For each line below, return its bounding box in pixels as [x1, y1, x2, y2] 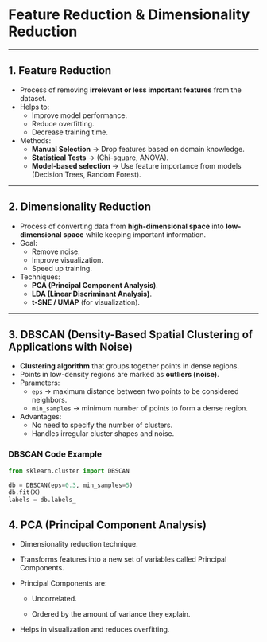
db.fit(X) [8, 488, 41, 496]
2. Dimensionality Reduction [8, 200, 151, 214]
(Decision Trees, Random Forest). [31, 169, 141, 179]
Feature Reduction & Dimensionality [8, 6, 250, 24]
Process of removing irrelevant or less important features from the [19, 85, 242, 95]
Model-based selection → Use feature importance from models [31, 161, 242, 170]
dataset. [19, 93, 47, 103]
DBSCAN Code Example [8, 449, 102, 460]
